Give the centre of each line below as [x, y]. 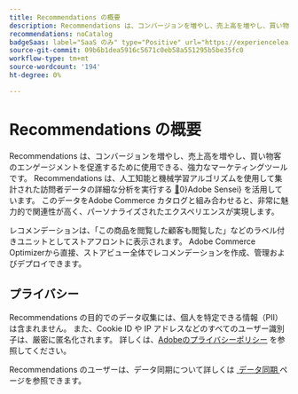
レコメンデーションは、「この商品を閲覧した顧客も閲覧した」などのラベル [143, 230]
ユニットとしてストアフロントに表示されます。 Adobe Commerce [136, 241]
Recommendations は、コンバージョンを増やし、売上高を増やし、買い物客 [145, 155]
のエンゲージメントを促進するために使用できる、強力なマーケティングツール [149, 167]
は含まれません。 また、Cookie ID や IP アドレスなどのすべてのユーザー [139, 328]
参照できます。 [59, 380]
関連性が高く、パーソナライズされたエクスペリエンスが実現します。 [156, 211]
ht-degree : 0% [35, 75]
